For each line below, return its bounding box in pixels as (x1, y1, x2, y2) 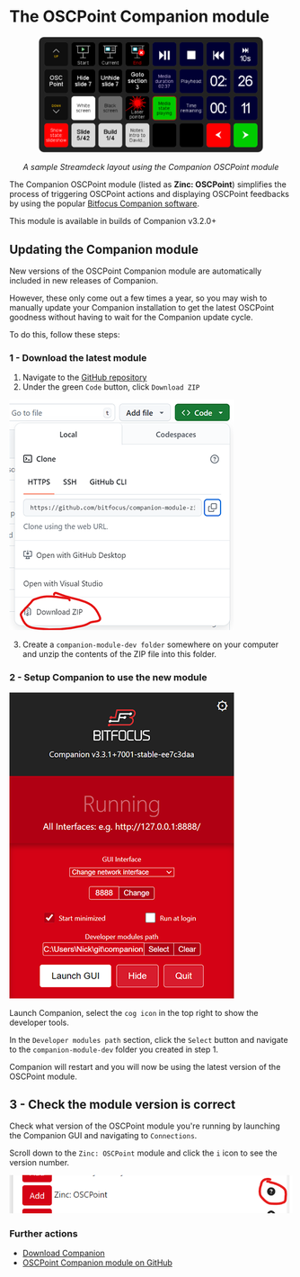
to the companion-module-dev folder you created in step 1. (9, 1044, 218, 1055)
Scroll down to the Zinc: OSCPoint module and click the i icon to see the (9, 1147, 278, 1158)
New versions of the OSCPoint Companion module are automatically (9, 265, 262, 276)
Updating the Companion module (9, 241, 199, 257)
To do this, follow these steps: (9, 329, 120, 339)
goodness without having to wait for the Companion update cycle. (9, 312, 253, 322)
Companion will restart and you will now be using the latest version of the (9, 1061, 281, 1072)
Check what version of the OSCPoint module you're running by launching (9, 1120, 280, 1131)
